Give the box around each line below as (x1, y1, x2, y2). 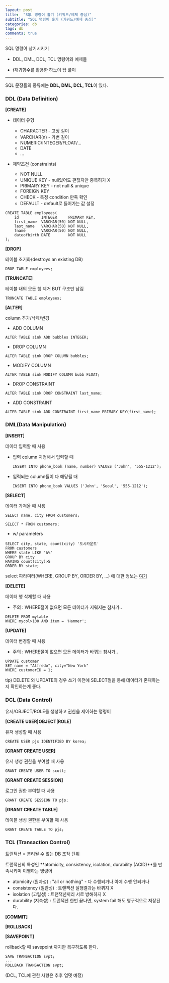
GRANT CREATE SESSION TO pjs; (5, 798, 69, 803)
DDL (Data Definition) (5, 95, 58, 102)
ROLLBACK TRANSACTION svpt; (5, 963, 64, 968)
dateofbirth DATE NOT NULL (14, 233, 87, 238)
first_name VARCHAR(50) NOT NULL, (14, 219, 89, 225)
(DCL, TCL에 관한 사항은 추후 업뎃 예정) (5, 972, 83, 978)
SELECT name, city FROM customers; (5, 513, 80, 518)
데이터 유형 (12, 117, 35, 123)
